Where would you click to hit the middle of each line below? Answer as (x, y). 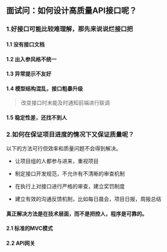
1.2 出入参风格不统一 (31, 59)
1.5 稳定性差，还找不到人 (37, 117)
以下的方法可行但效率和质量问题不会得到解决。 (64, 149)
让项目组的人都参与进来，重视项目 (57, 161)
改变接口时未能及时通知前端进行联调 (65, 103)
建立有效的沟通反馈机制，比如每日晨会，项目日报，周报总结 (88, 199)
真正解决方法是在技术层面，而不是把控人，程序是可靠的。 (77, 213)
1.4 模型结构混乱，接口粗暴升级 (45, 89)
